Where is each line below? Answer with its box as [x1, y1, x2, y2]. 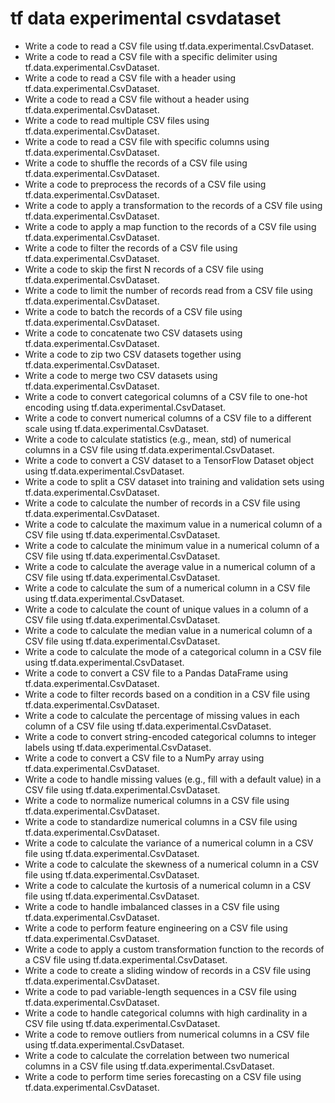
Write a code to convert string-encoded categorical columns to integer [24, 730, 317, 742]
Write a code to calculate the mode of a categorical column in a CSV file [24, 645, 322, 657]
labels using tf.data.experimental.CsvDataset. [24, 741, 212, 753]
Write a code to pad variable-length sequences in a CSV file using [24, 985, 297, 997]
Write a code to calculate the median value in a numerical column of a [24, 624, 313, 636]
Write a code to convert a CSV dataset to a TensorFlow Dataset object [24, 454, 314, 466]
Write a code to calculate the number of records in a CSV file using [24, 497, 301, 509]
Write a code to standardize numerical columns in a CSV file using [24, 815, 298, 827]
